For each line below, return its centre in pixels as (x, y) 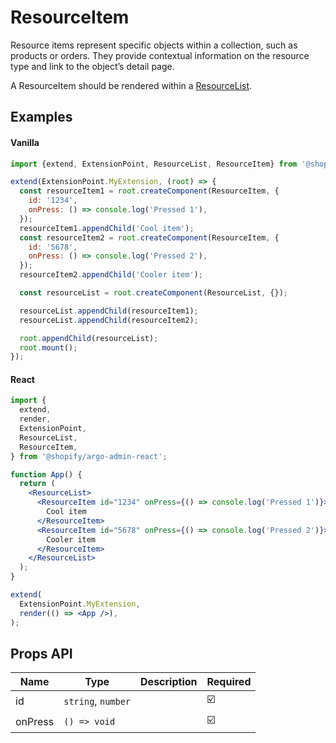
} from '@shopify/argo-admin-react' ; (89, 456)
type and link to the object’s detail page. (92, 66)
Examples (41, 117)
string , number (97, 701)
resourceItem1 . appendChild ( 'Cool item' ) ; (107, 228)
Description (169, 682)
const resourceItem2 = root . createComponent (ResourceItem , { (149, 237)
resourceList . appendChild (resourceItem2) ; (109, 320)
